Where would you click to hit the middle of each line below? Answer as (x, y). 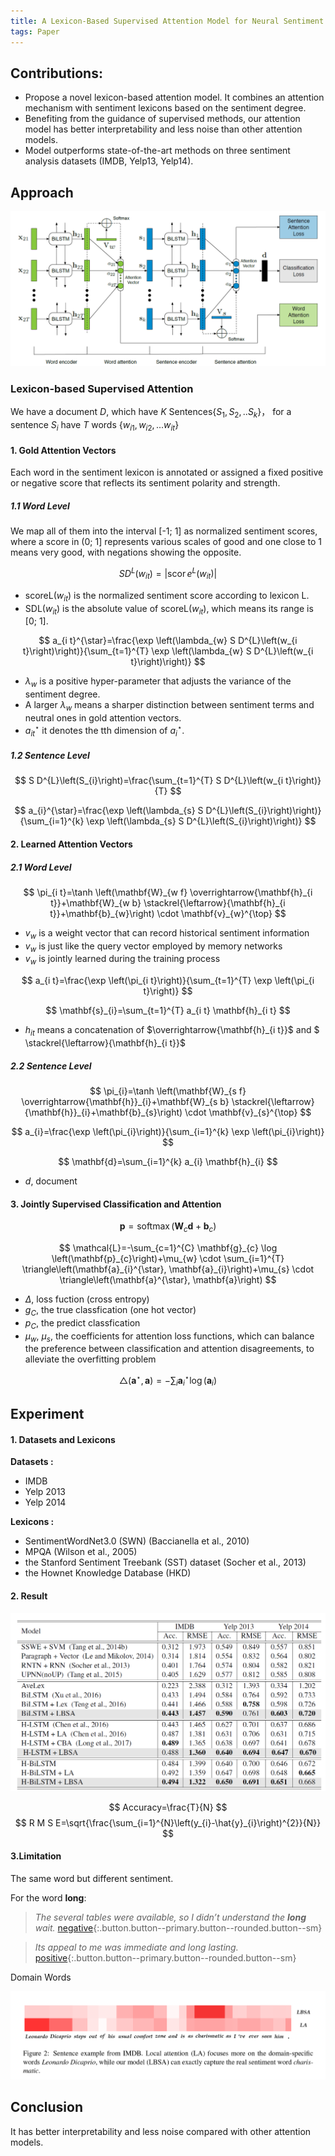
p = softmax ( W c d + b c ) (168, 1227)
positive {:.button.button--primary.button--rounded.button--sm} (165, 1957)
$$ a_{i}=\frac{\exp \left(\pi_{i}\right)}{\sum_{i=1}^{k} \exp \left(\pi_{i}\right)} (168, 1132)
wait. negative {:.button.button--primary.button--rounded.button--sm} (178, 1927)
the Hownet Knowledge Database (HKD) (108, 1573)
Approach (42, 192)
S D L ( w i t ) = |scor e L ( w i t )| (168, 574)
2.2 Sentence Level (51, 1066)
